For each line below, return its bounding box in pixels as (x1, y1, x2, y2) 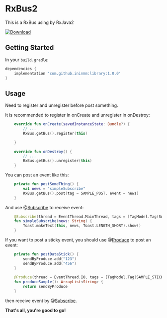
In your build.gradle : (5, 57, 49, 63)
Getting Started (5, 43, 54, 52)
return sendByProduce (23, 284, 68, 289)
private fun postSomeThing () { (14, 182, 79, 187)
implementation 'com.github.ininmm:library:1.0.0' (14, 71, 121, 76)
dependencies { (5, 66, 37, 71)
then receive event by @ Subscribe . (5, 298, 77, 304)
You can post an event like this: (5, 172, 69, 178)
